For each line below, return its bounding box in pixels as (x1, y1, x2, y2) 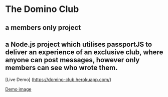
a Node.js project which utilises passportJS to (5, 40, 152, 48)
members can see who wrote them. (5, 63, 118, 72)
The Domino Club (5, 3, 79, 15)
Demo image (5, 86, 32, 93)
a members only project (5, 23, 81, 32)
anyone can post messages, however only (5, 56, 140, 64)
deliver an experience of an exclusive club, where (5, 48, 163, 56)
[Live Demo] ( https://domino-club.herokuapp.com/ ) (5, 77, 112, 83)
